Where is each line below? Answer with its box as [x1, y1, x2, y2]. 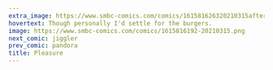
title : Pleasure [8, 49, 63, 57]
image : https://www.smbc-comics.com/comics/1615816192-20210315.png [8, 27, 245, 35]
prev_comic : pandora [8, 42, 79, 50]
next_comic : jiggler [8, 34, 79, 43]
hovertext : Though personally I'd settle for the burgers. [8, 19, 213, 27]
